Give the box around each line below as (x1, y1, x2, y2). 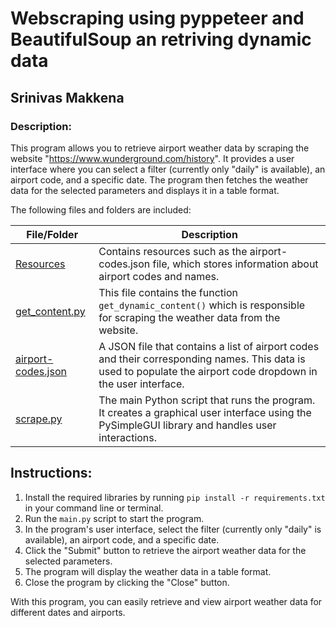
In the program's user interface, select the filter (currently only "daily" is (24, 523, 322, 535)
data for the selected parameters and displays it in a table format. (10, 184, 280, 196)
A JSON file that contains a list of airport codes (98, 339, 320, 353)
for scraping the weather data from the (98, 310, 281, 324)
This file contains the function (98, 285, 238, 299)
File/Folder (26, 227, 79, 241)
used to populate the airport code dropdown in (98, 364, 318, 378)
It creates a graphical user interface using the (98, 405, 312, 419)
